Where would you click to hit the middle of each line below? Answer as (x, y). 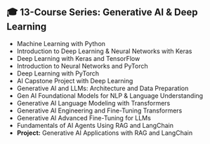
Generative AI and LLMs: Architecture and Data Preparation (103, 88)
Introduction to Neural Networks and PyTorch (82, 66)
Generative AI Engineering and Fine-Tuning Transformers (99, 110)
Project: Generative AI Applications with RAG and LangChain (105, 133)
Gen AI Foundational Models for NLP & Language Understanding (110, 95)
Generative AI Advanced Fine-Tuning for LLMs (84, 117)
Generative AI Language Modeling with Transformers (93, 103)
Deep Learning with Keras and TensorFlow (78, 58)
